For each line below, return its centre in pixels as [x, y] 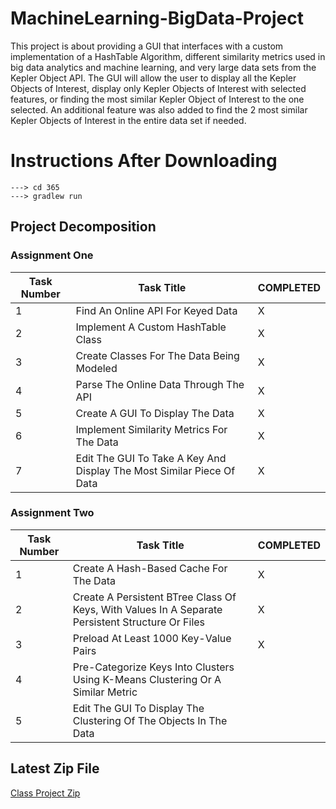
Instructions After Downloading [144, 161]
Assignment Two [52, 513]
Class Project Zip [45, 793]
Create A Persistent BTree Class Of [154, 597]
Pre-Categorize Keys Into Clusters [153, 667]
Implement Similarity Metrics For [151, 429]
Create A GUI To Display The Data [155, 413]
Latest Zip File [55, 768]
